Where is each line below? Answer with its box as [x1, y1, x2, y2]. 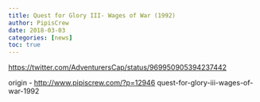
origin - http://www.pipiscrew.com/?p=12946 [8, 78, 156, 88]
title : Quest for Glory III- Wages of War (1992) [8, 11, 177, 20]
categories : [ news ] [8, 33, 73, 42]
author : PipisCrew [8, 19, 69, 27]
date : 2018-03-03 [8, 26, 66, 34]
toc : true [8, 41, 41, 49]
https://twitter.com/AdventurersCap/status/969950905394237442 [8, 62, 227, 72]
